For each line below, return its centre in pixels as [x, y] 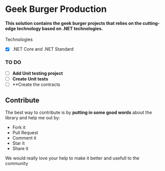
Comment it [24, 138]
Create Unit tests [30, 79]
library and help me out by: [33, 117]
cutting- [151, 23]
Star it [18, 143]
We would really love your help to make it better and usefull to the [72, 158]
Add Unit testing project [38, 73]
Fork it [19, 127]
